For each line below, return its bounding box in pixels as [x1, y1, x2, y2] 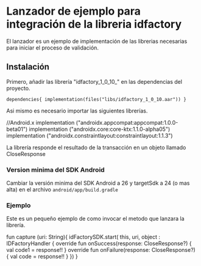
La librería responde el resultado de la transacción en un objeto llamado [6, 144, 186, 151]
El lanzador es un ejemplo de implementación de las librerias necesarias [6, 37, 188, 45]
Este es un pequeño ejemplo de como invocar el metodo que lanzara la [6, 215, 185, 223]
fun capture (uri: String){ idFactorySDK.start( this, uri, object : [6, 234, 160, 241]
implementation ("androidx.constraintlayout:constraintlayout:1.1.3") [6, 131, 173, 139]
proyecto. [6, 84, 30, 92]
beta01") [6, 125, 28, 133]
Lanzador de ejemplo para [6, 4, 141, 18]
